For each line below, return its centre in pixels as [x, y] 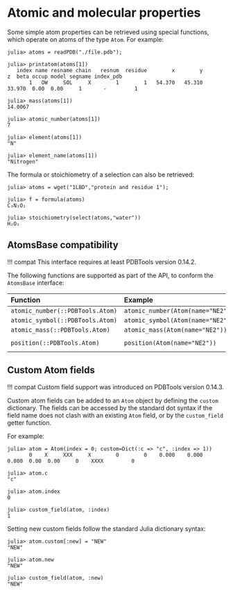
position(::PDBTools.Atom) [55, 343]
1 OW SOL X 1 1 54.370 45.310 [116, 82]
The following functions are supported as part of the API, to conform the [110, 275]
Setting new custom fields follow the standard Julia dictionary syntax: [106, 528]
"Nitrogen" [23, 161]
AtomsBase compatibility [63, 245]
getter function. [29, 423]
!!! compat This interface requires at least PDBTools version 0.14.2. [102, 261]
